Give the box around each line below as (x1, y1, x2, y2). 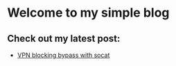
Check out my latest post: (7, 33, 121, 44)
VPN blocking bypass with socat (17, 51, 110, 59)
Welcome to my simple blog (7, 5, 170, 21)
